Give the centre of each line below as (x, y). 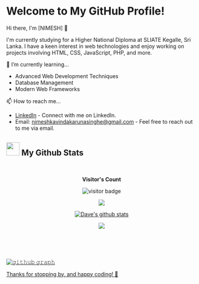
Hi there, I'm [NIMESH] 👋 (37, 28)
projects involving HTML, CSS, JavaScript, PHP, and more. (79, 52)
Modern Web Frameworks (47, 89)
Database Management (44, 83)
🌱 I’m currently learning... (38, 64)
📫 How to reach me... (34, 101)
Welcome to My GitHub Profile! (86, 11)
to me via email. (35, 128)
